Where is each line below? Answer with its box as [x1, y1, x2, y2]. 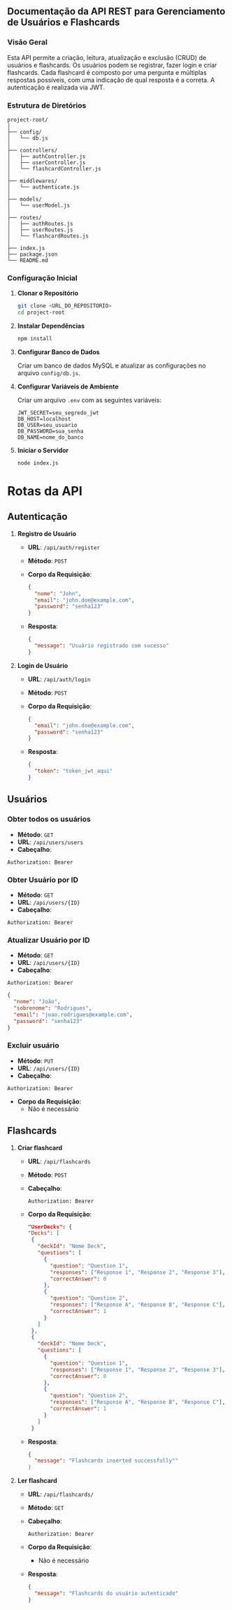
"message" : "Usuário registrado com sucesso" [34, 642, 169, 649]
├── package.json [7, 251, 58, 258]
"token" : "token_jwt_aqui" [34, 768, 113, 775]
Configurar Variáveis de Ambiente [17, 382, 119, 391]
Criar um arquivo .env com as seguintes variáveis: [17, 396, 162, 404]
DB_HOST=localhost [17, 415, 71, 422]
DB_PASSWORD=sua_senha [17, 428, 84, 435]
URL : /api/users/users [17, 838, 84, 846]
